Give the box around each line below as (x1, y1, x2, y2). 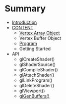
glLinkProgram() (19, 77, 53, 83)
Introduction (11, 19, 37, 25)
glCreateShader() (19, 56, 55, 62)
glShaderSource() (19, 61, 56, 67)
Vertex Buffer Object (19, 35, 62, 41)
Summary (4, 3, 46, 14)
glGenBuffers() (19, 93, 50, 99)
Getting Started (19, 46, 51, 52)
